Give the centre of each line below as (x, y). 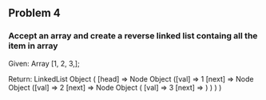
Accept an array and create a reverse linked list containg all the (133, 36)
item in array (33, 46)
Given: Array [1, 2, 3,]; (44, 63)
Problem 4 (35, 13)
